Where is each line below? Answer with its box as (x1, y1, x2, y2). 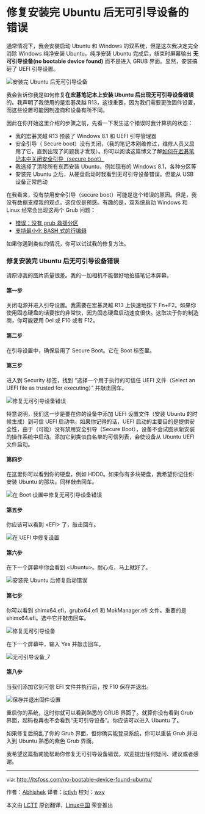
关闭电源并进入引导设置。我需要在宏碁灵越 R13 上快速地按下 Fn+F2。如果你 (6, 302, 196, 309)
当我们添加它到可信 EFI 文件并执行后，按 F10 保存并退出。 (6, 683, 152, 690)
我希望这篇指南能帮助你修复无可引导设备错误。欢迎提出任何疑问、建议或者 (6, 750, 193, 757)
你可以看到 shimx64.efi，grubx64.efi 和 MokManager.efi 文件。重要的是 (6, 606, 187, 614)
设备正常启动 (15, 178, 48, 185)
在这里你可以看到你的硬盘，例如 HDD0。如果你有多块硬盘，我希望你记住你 (6, 471, 194, 478)
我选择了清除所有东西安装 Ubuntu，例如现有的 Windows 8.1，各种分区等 (15, 162, 196, 170)
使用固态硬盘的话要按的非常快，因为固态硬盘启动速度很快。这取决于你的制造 (6, 309, 199, 316)
